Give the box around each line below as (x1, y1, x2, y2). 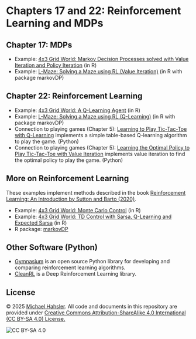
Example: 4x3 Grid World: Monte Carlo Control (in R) (14, 206, 142, 213)
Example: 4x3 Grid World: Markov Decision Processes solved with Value (14, 56, 189, 62)
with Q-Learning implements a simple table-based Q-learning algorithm (14, 131, 187, 138)
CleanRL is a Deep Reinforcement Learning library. (14, 270, 136, 277)
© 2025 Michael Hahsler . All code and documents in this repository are (6, 303, 177, 310)
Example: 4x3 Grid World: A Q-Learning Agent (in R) (14, 107, 140, 114)
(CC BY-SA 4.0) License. (6, 316, 66, 323)
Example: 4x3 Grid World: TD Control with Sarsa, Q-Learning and (14, 213, 172, 220)
